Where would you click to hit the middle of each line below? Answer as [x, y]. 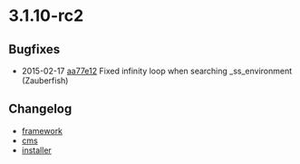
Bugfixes [34, 49]
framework [42, 130]
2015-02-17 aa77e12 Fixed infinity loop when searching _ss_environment [157, 71]
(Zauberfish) [45, 81]
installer [36, 150]
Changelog [40, 109]
